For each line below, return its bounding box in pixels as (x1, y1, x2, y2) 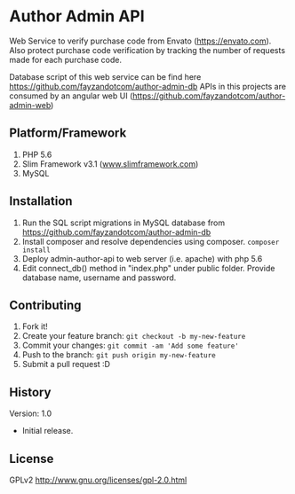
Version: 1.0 (9, 408, 52, 419)
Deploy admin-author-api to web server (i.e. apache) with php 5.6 (21, 253, 263, 263)
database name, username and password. (21, 272, 177, 283)
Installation (9, 193, 73, 209)
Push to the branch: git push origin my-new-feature (21, 349, 216, 360)
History (9, 384, 52, 400)
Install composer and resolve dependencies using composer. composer (21, 236, 280, 247)
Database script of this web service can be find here (9, 71, 202, 82)
